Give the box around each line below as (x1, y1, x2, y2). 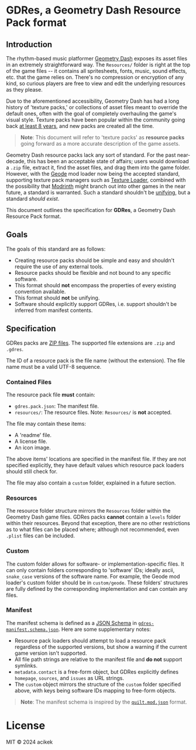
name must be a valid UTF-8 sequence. (6, 363, 102, 370)
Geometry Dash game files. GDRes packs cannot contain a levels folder (6, 513, 181, 520)
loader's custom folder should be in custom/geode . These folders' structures (6, 579, 188, 586)
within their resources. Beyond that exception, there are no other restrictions (6, 520, 190, 527)
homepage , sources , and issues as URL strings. (14, 674, 125, 681)
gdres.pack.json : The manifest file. (14, 402, 99, 409)
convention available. (14, 288, 66, 295)
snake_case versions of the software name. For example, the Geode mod (6, 573, 180, 580)
